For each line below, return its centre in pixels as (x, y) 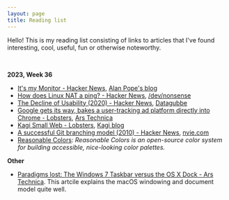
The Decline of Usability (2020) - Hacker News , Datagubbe (102, 102)
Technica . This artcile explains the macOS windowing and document (116, 181)
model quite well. (42, 189)
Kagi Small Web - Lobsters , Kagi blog (71, 125)
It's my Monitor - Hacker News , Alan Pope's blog (87, 88)
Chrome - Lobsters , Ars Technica (65, 117)
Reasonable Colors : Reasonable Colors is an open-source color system (120, 139)
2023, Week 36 (30, 75)
